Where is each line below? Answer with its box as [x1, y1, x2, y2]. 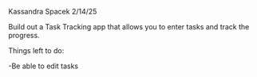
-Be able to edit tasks [8, 61, 79, 71]
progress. [8, 31, 40, 40]
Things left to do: [8, 46, 65, 55]
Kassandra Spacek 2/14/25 [8, 7, 97, 16]
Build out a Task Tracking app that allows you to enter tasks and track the [8, 22, 250, 31]
